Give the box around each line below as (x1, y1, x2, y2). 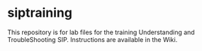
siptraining (7, 5, 73, 21)
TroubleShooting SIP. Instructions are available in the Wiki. (7, 35, 178, 43)
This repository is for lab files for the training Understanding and (7, 28, 195, 36)
